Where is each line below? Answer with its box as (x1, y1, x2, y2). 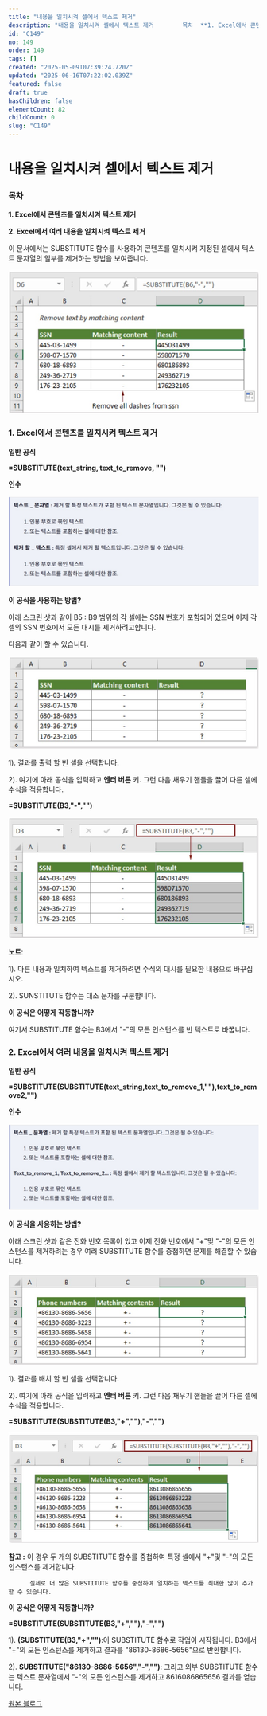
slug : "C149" (8, 122, 52, 131)
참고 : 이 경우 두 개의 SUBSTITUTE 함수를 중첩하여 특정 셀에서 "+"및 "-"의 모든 (8, 1552, 254, 1561)
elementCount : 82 (8, 105, 66, 113)
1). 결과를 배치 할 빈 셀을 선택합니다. (8, 1373, 119, 1383)
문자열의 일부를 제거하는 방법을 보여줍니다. (16, 253, 149, 263)
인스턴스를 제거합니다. (8, 1561, 77, 1571)
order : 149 (8, 46, 44, 55)
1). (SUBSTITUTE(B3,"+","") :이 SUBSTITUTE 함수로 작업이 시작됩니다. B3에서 (8, 1635, 257, 1644)
